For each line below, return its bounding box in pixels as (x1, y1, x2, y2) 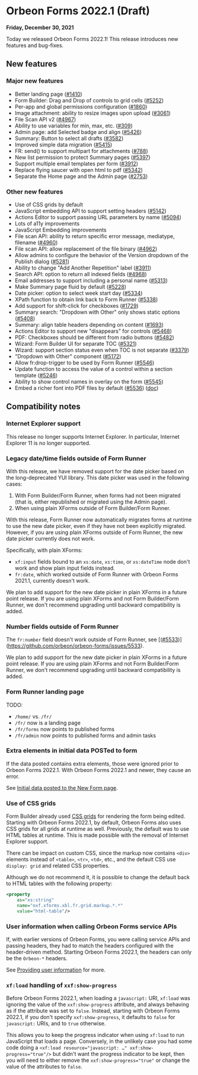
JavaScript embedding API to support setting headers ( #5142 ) (14, 207, 167, 214)
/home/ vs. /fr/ (14, 712, 52, 720)
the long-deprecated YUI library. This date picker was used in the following (6, 474, 190, 481)
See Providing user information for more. (6, 966, 106, 973)
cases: (6, 480, 23, 487)
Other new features (6, 187, 63, 196)
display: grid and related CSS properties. (6, 862, 110, 870)
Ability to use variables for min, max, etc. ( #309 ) (14, 122, 133, 129)
